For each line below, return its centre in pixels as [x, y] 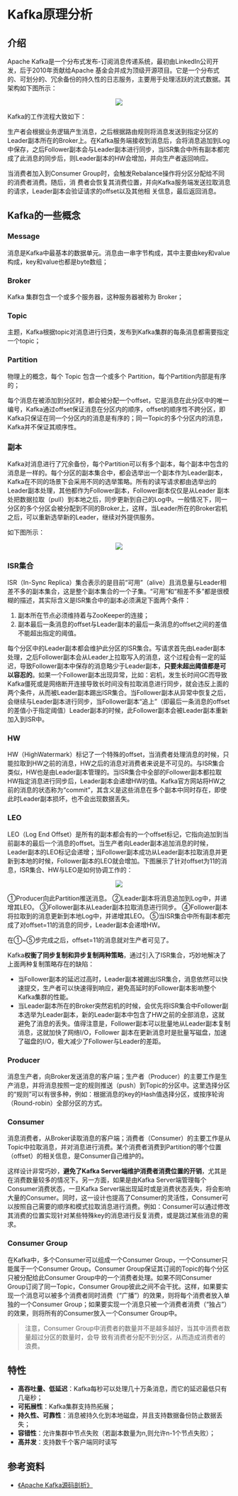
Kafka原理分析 [50, 15]
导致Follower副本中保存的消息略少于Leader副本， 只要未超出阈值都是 [120, 666]
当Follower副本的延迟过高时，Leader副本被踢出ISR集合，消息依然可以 [119, 979]
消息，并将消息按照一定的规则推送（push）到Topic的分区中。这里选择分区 [121, 1085]
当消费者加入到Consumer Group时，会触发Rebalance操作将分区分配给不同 [116, 173]
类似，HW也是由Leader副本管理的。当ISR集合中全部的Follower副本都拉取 [114, 773]
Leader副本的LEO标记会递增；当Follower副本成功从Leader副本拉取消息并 [114, 852]
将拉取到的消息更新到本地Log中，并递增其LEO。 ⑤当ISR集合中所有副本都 [116, 916]
